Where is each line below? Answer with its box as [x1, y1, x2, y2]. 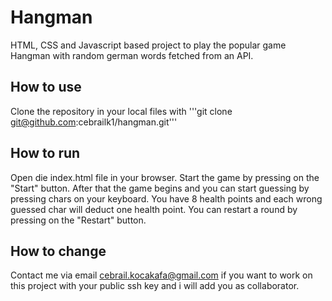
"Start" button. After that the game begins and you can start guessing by [10, 182, 310, 194]
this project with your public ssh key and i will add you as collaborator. [10, 280, 300, 292]
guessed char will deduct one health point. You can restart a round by [10, 203, 298, 215]
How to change [10, 242, 107, 260]
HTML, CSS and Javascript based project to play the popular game [10, 39, 287, 51]
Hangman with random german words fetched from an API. [10, 49, 254, 61]
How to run [10, 145, 81, 162]
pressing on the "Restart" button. [10, 214, 147, 226]
